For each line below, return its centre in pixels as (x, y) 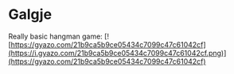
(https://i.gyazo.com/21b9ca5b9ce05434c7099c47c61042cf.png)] (117, 53)
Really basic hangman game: (56, 36)
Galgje (30, 15)
